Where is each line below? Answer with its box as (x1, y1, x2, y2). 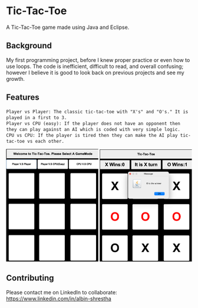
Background (6, 41, 52, 51)
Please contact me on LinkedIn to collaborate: (6, 289, 117, 296)
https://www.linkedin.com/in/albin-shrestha (6, 295, 112, 302)
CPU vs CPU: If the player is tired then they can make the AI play (6, 132, 178, 138)
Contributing (6, 273, 54, 283)
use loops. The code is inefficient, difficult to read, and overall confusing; (6, 63, 184, 70)
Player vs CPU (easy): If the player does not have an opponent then (6, 120, 181, 126)
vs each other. (27, 138, 65, 144)
